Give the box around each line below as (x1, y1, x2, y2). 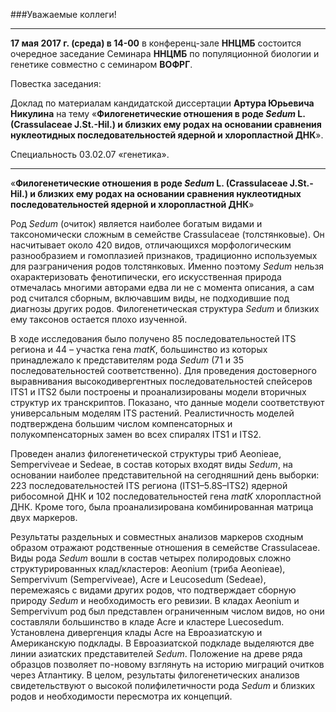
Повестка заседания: (10, 78, 102, 89)
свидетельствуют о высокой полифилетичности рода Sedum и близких (10, 680, 316, 691)
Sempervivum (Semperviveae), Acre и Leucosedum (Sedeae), (10, 574, 267, 585)
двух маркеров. (10, 512, 78, 523)
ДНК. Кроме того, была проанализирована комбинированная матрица (10, 501, 314, 513)
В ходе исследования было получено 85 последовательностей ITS (10, 333, 297, 344)
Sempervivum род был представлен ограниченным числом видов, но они (10, 605, 325, 617)
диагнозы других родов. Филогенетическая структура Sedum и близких (10, 303, 320, 314)
